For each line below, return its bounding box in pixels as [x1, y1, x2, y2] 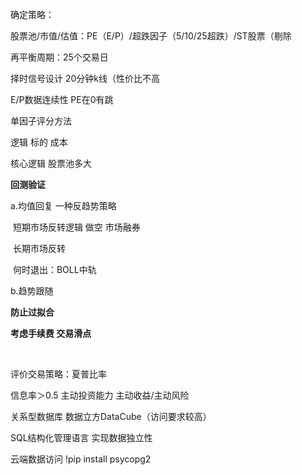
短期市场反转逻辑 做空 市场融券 [12, 221, 141, 233]
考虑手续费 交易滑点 [10, 328, 92, 339]
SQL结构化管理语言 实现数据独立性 [10, 432, 153, 443]
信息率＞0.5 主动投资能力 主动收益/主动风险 [10, 389, 190, 401]
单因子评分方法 [10, 115, 72, 127]
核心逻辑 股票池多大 [10, 158, 92, 169]
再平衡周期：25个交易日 [10, 51, 109, 63]
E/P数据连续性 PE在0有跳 [10, 94, 114, 105]
